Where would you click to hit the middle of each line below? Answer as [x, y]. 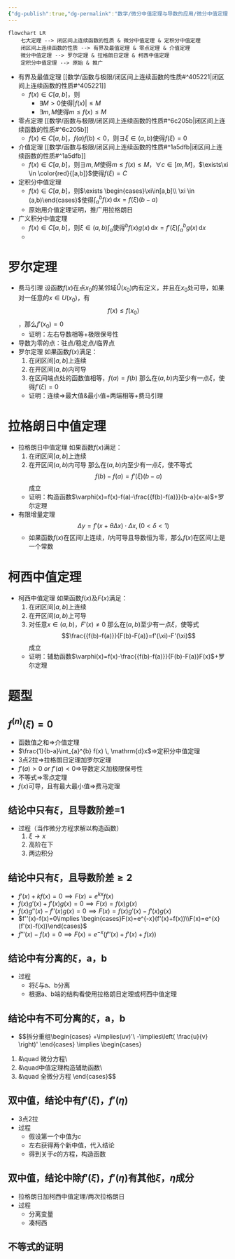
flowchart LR [27, 33]
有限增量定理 [36, 514]
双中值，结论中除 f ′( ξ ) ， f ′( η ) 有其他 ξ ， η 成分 [101, 1178]
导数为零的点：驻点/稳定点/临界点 [66, 343]
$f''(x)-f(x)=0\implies [49, 918]
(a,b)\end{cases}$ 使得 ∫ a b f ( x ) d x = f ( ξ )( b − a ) [93, 200]
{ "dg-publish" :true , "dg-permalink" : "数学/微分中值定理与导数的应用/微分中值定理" [120, 14]
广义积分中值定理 [43, 219]
